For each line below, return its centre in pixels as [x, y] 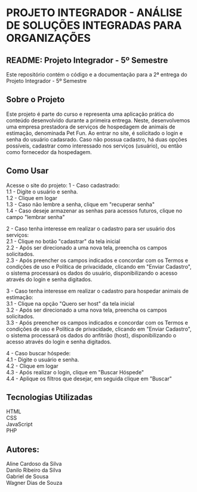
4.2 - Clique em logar [32, 366]
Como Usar [27, 171]
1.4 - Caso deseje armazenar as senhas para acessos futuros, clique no [94, 210]
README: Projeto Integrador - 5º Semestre [87, 60]
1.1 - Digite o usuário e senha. [42, 192]
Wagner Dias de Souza [34, 483]
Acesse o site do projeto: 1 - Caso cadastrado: [63, 185]
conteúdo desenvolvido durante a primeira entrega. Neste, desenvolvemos [98, 120]
